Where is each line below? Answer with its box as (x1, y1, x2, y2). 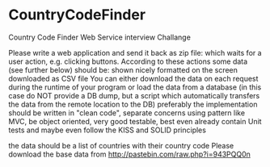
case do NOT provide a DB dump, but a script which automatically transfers (8, 90, 260, 100)
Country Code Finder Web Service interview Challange (8, 32, 192, 42)
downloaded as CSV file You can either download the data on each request (8, 73, 259, 83)
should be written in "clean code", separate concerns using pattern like (8, 107, 245, 118)
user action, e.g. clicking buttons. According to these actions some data (8, 56, 248, 66)
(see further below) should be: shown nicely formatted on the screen (8, 65, 238, 74)
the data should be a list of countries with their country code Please (8, 140, 234, 150)
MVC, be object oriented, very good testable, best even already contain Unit (8, 116, 262, 126)
